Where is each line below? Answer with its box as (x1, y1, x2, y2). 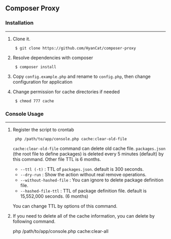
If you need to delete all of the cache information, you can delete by (12, 213, 155, 219)
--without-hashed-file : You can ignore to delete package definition (20, 177, 164, 183)
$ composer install (15, 64, 56, 69)
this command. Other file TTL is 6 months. (12, 156, 101, 162)
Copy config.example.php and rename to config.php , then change (12, 73, 151, 79)
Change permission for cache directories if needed (12, 89, 120, 95)
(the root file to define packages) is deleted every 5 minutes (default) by (12, 150, 164, 157)
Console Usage (5, 110, 44, 117)
